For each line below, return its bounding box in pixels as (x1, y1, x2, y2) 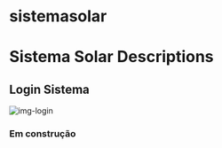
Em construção (9, 128, 76, 140)
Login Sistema (9, 82, 91, 97)
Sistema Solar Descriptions (9, 47, 215, 67)
